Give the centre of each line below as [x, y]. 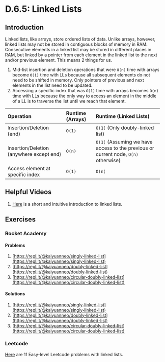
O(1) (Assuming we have [124, 142]
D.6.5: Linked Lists [43, 9]
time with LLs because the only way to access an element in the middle [84, 96]
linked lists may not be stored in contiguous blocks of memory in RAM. [76, 44]
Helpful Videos [28, 192]
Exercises [20, 220]
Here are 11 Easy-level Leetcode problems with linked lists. [64, 354]
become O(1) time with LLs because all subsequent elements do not [81, 75]
